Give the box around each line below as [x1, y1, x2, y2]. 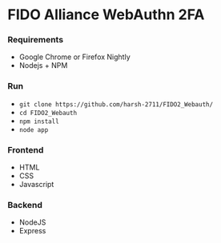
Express [18, 226, 46, 236]
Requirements [7, 34, 64, 46]
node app [18, 125, 49, 133]
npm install [18, 118, 59, 125]
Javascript [18, 180, 54, 189]
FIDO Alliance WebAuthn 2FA [7, 6, 205, 24]
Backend [7, 200, 43, 210]
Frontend [7, 144, 44, 155]
